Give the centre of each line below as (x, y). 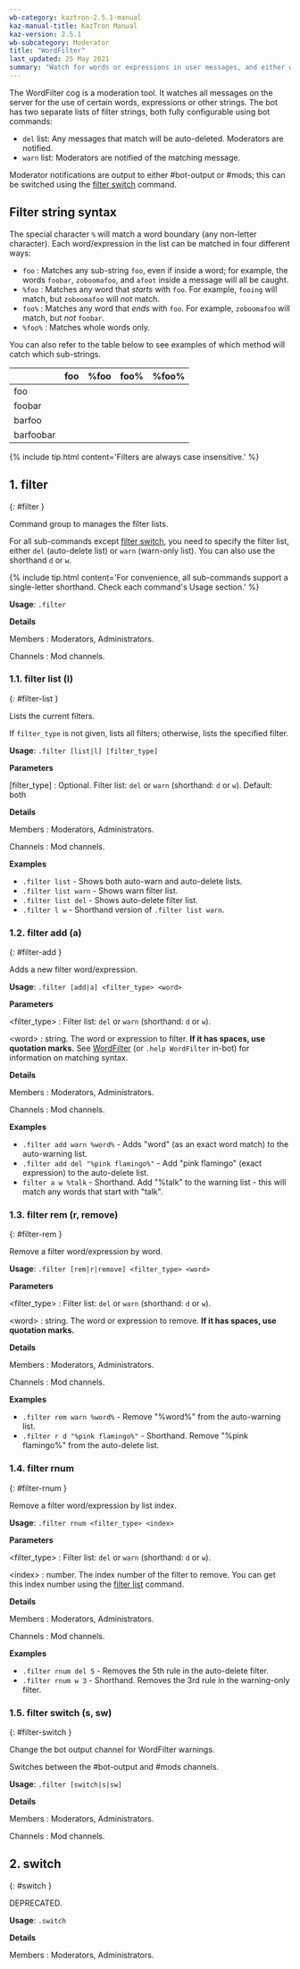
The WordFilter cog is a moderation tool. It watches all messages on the (142, 92)
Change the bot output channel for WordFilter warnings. (112, 1749)
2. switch (35, 1864)
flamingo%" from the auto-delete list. (91, 1445)
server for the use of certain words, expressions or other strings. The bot (144, 102)
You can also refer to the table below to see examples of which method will (147, 344)
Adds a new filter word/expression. (74, 969)
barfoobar (35, 434)
